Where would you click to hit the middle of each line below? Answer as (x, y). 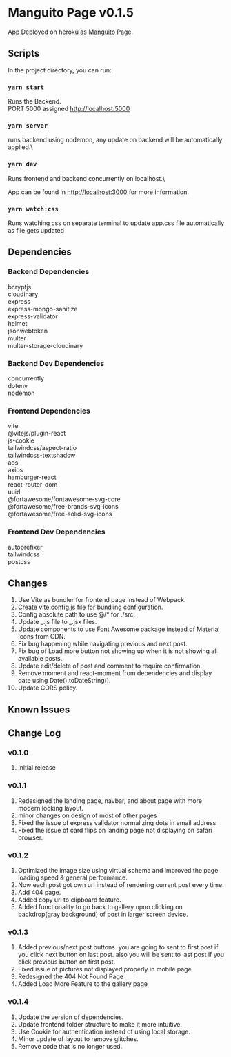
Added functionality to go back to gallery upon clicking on (100, 907)
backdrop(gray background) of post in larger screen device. (103, 914)
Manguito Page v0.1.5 (71, 13)
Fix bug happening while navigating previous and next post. (103, 644)
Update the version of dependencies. (71, 1017)
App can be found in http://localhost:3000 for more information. (98, 192)
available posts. (40, 659)
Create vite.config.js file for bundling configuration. (90, 607)
